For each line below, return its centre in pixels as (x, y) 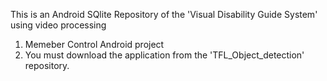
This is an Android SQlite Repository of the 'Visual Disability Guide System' (164, 14)
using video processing (58, 25)
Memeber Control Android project (94, 44)
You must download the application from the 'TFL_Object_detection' (164, 55)
